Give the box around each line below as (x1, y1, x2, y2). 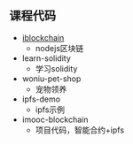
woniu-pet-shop (21, 73, 82, 84)
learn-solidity (21, 52, 71, 64)
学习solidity (35, 63, 78, 73)
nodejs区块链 (35, 42, 84, 53)
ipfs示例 (35, 104, 65, 115)
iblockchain (21, 32, 65, 42)
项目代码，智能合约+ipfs (35, 125, 125, 135)
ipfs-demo (21, 94, 60, 104)
